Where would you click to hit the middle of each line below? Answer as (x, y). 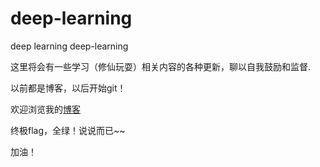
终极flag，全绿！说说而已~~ (68, 130)
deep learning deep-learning (69, 46)
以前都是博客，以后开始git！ (68, 88)
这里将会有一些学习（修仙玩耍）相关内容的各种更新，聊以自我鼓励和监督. (161, 66)
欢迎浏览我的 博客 (45, 109)
